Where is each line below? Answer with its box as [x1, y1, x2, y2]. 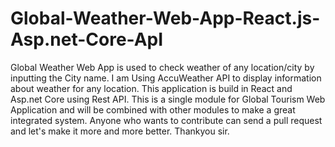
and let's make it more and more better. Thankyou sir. [10, 125, 230, 137]
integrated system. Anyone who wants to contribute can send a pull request [10, 114, 323, 126]
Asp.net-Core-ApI [10, 28, 164, 51]
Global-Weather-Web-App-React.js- [10, 7, 321, 30]
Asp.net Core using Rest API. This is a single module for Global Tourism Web [10, 93, 326, 105]
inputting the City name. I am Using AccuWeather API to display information [10, 72, 322, 84]
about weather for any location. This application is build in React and [10, 82, 293, 94]
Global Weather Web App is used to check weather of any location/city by [10, 61, 315, 73]
